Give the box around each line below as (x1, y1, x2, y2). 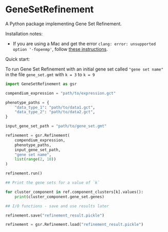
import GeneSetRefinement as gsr (5, 81, 77, 86)
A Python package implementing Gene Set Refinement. (5, 21, 122, 27)
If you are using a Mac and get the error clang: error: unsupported (12, 40, 156, 47)
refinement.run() (5, 171, 43, 176)
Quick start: (5, 56, 30, 62)
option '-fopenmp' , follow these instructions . (12, 46, 108, 52)
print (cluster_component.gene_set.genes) (14, 194, 104, 199)
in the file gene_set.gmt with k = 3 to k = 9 (5, 71, 95, 78)
